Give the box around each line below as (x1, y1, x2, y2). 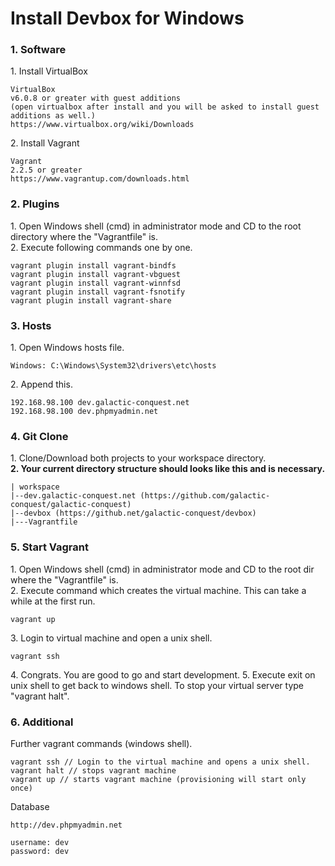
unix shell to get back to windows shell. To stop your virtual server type (10, 679, 305, 691)
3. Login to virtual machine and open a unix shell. (10, 632, 213, 644)
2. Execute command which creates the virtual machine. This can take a (10, 584, 307, 596)
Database (10, 800, 50, 812)
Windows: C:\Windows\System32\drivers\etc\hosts (10, 361, 217, 371)
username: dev (10, 837, 70, 847)
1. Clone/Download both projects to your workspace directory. (10, 452, 267, 464)
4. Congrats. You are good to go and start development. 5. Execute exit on (10, 668, 316, 681)
